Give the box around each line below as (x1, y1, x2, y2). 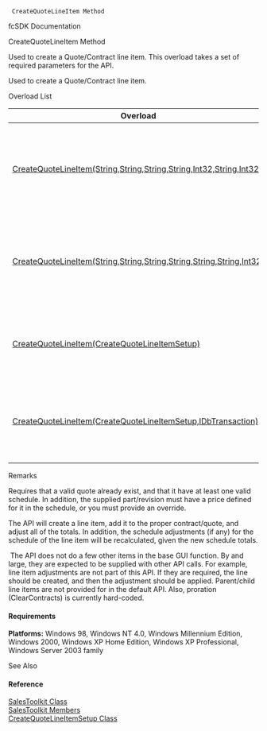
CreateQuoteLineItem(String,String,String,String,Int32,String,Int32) (12, 164, 262, 174)
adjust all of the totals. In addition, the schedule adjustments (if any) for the (8, 527, 254, 536)
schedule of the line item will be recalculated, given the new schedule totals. (8, 536, 258, 544)
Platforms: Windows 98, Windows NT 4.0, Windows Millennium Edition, (8, 629, 243, 639)
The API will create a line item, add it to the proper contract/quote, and (8, 519, 239, 528)
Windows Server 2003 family (8, 646, 104, 656)
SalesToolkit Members (8, 706, 81, 715)
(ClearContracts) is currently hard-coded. (8, 593, 145, 602)
